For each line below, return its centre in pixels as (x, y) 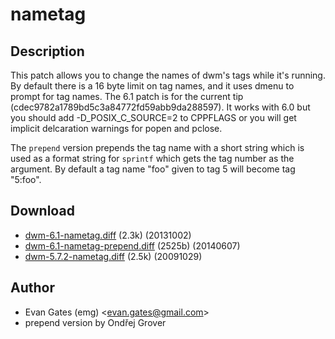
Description (47, 51)
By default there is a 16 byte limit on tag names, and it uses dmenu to (152, 86)
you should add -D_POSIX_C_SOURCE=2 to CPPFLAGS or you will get (153, 117)
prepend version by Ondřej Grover (95, 322)
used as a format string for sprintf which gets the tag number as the (152, 158)
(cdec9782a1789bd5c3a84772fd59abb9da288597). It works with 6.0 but (160, 107)
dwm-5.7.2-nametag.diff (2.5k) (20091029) (113, 256)
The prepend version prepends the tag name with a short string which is (157, 147)
